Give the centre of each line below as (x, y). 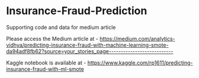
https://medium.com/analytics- (138, 38)
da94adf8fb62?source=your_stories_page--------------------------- (90, 51)
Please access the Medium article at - (52, 38)
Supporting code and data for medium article (61, 27)
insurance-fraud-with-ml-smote (45, 69)
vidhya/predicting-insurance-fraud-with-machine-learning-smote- (87, 45)
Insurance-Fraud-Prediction (77, 11)
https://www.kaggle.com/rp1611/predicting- (140, 63)
